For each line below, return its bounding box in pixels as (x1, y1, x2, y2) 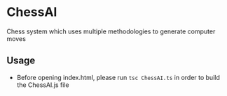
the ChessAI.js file (16, 81, 69, 89)
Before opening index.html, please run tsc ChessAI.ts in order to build (16, 73, 220, 81)
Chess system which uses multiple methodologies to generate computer (6, 27, 216, 35)
